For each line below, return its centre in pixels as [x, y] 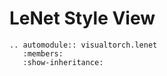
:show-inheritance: [63, 62]
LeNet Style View [82, 18]
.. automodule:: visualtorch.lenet [83, 45]
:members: [43, 53]
